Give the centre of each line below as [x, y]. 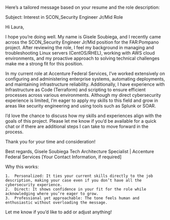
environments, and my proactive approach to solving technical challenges [82, 58]
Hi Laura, [15, 27]
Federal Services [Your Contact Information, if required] [63, 157]
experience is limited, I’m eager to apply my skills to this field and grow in [82, 100]
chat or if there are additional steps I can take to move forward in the [77, 126]
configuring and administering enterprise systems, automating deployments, [85, 79]
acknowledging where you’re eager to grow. [52, 194]
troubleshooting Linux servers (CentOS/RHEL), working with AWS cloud [80, 53]
